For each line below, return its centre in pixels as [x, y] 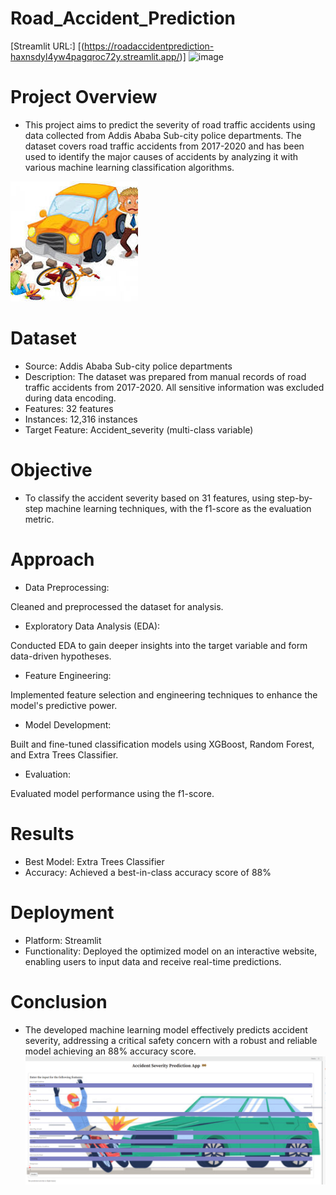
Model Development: [68, 724]
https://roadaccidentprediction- [149, 46]
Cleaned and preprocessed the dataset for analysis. [117, 606]
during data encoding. [70, 398]
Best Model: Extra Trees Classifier [94, 861]
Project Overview [84, 97]
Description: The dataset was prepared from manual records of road [165, 376]
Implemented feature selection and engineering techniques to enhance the [164, 694]
